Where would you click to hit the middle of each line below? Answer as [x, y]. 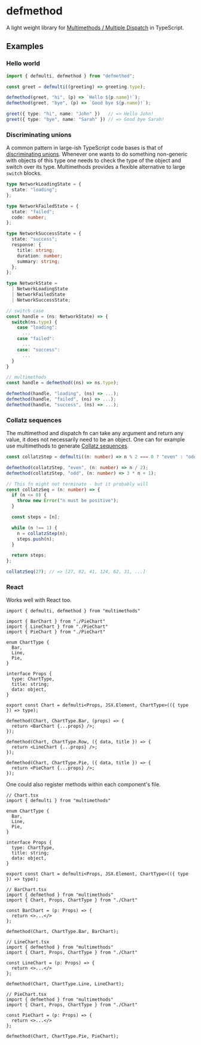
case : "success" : [39, 350]
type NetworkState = [32, 283]
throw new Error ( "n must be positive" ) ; [68, 501]
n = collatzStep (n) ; [42, 533]
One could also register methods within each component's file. [83, 785]
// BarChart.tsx [26, 890]
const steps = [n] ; [36, 517]
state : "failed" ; [33, 212]
